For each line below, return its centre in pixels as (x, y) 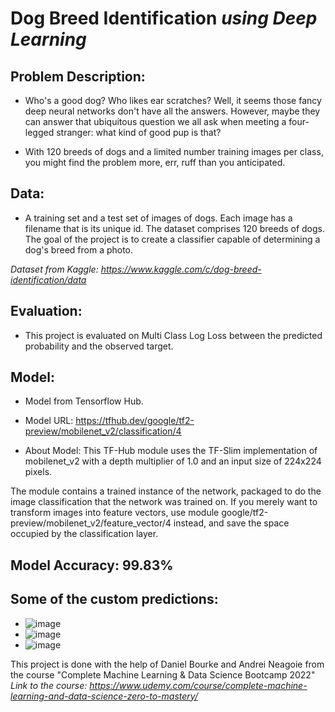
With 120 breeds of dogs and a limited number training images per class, (174, 151)
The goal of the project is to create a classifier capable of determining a (172, 239)
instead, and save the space (231, 523)
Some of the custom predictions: (114, 599)
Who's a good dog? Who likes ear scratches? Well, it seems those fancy (173, 100)
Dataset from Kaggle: (54, 269)
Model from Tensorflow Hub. (84, 401)
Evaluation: (46, 311)
